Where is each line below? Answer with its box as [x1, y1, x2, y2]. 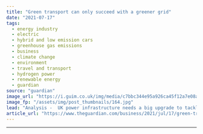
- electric [11, 32, 39, 38]
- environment [11, 59, 47, 65]
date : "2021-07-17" [6, 15, 56, 21]
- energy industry [11, 25, 59, 32]
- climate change [11, 54, 56, 60]
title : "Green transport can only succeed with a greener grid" [6, 8, 172, 15]
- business [11, 49, 39, 55]
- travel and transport [11, 65, 71, 72]
